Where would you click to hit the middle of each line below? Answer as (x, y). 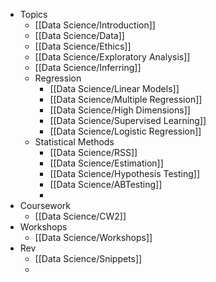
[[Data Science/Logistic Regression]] (125, 131)
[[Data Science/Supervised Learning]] (128, 120)
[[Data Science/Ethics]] (83, 46)
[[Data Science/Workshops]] (93, 237)
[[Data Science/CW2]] (80, 216)
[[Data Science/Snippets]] (88, 258)
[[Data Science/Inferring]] (88, 67)
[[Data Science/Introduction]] (95, 25)
